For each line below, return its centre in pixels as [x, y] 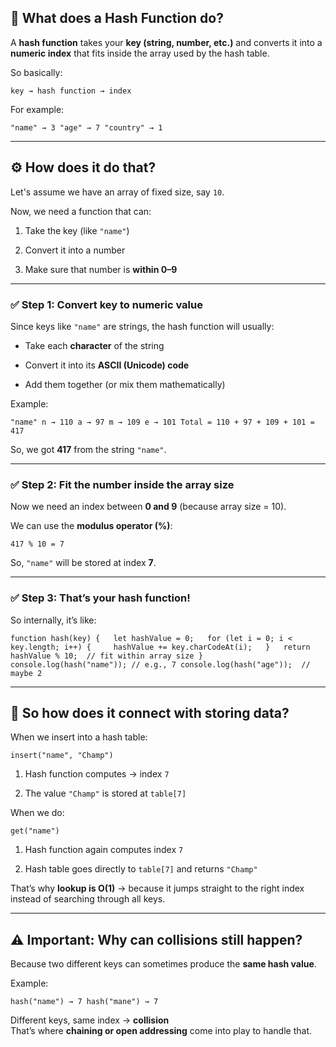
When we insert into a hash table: [79, 737]
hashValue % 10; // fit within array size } [106, 656]
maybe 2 [26, 673]
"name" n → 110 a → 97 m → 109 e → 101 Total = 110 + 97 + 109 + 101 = [162, 422]
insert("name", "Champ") [62, 756]
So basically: [36, 72]
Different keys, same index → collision [90, 1020]
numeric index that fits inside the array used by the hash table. [140, 53]
